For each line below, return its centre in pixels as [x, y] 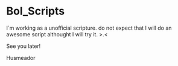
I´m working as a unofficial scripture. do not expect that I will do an [89, 28]
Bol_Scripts [36, 11]
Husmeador [21, 58]
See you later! [24, 46]
